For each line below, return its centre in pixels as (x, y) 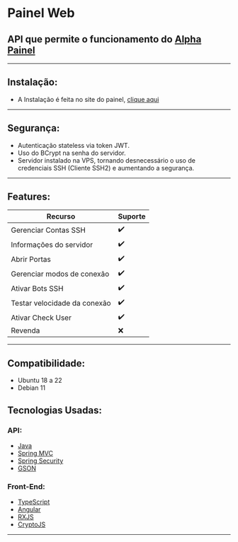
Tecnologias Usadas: (55, 410)
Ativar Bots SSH (37, 288)
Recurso (61, 217)
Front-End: (27, 486)
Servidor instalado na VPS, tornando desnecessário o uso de (107, 160)
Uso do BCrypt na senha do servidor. (72, 153)
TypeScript (34, 502)
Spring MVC (35, 453)
